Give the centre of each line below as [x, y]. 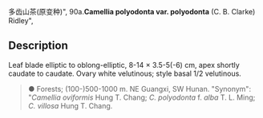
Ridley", [21, 21]
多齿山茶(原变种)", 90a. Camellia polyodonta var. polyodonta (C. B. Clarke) [132, 12]
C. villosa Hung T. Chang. [70, 105]
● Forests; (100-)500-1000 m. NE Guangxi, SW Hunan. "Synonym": [139, 88]
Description [38, 46]
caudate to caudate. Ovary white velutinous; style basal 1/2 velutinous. [125, 73]
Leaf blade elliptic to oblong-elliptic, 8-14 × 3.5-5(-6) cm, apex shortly [124, 65]
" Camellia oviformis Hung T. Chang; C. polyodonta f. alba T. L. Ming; [142, 97]
